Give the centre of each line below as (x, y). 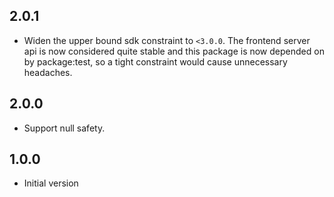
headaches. (48, 72)
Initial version (51, 183)
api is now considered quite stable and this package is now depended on (174, 51)
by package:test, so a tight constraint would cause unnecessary (155, 61)
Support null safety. (64, 128)
